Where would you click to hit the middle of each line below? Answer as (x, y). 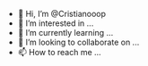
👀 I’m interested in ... (56, 23)
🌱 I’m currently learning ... (65, 33)
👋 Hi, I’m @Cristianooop (61, 14)
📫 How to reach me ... (59, 52)
